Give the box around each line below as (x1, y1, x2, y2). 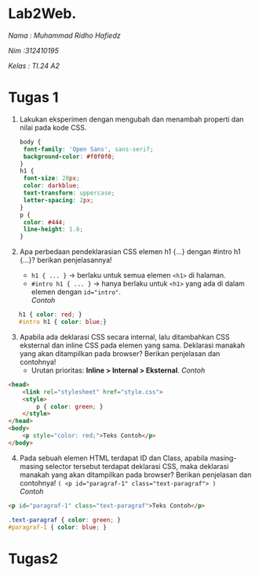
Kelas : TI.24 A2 (8, 60, 60, 71)
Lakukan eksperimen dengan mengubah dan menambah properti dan (19, 115, 244, 124)
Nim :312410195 (8, 45, 59, 55)
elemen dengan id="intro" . (31, 287, 122, 297)
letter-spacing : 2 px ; (23, 196, 94, 204)
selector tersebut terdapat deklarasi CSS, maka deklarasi (45, 461, 229, 471)
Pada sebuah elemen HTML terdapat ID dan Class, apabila (19, 453, 209, 463)
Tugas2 (8, 550, 59, 567)
